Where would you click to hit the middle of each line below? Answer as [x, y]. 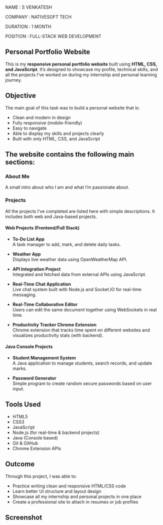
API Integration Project [36, 269]
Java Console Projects [29, 346]
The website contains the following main [70, 154]
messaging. [24, 294]
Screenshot [24, 518]
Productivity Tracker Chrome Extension [54, 324]
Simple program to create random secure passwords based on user [82, 383]
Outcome [20, 464]
